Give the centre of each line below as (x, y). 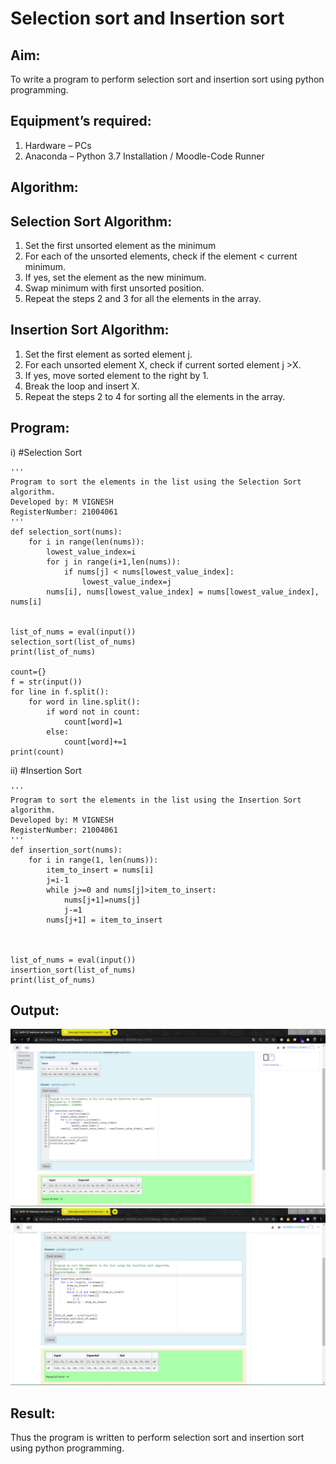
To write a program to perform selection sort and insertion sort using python (167, 79)
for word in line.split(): (84, 702)
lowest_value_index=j (126, 582)
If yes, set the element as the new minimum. (115, 278)
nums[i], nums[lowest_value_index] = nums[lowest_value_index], (183, 592)
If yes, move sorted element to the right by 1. (116, 375)
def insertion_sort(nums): (66, 850)
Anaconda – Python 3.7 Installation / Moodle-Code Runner (144, 156)
